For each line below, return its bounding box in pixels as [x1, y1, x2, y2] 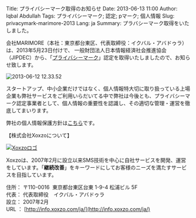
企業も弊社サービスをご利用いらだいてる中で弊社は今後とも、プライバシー [6, 92, 185, 99]
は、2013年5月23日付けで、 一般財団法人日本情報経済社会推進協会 [6, 47, 167, 54]
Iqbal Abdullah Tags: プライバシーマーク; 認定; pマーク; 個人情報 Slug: [6, 12, 174, 19]
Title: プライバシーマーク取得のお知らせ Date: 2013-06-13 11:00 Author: [6, 5, 178, 12]
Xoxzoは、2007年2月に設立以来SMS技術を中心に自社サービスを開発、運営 [6, 157, 186, 164]
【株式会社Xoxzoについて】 [6, 132, 73, 139]
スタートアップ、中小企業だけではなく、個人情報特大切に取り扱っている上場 [6, 85, 190, 92]
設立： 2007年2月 [6, 198, 49, 205]
